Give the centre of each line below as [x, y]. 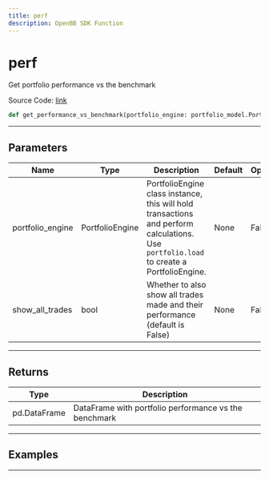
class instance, [175, 194]
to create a [167, 262]
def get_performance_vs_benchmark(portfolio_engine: [98, 115]
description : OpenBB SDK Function [66, 23]
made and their [175, 305]
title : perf [28, 16]
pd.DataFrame [39, 413]
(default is [166, 325]
